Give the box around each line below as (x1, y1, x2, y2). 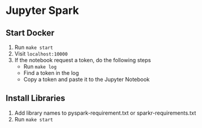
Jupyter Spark (5, 4, 79, 18)
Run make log (23, 63, 57, 70)
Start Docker (5, 28, 55, 38)
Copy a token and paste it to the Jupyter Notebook (23, 76, 150, 83)
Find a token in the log (23, 69, 79, 76)
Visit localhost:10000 (14, 50, 68, 57)
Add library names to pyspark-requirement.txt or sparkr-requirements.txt (14, 109, 197, 117)
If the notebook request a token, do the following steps (14, 57, 151, 63)
